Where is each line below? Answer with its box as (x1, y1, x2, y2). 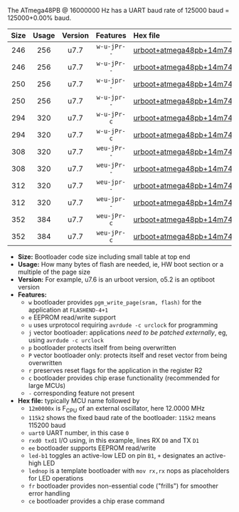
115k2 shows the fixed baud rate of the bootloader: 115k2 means (28, 413, 216, 421)
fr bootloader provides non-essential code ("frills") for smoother (28, 481, 219, 490)
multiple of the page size (17, 267, 91, 276)
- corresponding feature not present (28, 389, 135, 397)
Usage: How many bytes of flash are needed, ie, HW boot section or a (17, 260, 224, 268)
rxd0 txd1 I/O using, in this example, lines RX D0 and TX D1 (28, 436, 199, 444)
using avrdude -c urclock (28, 336, 105, 344)
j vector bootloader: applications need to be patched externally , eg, (28, 328, 228, 337)
